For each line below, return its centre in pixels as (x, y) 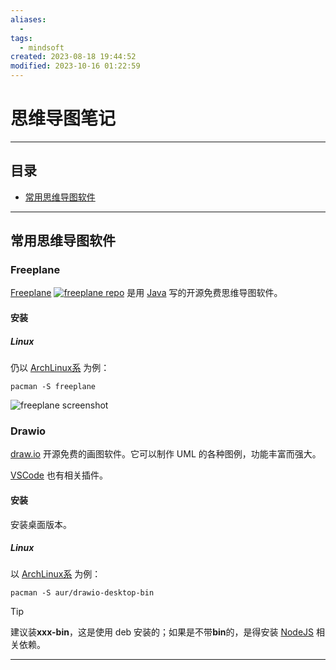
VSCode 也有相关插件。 (59, 475)
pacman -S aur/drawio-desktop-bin (82, 593)
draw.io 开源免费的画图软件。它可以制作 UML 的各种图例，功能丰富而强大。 (166, 454)
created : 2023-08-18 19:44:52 (73, 57)
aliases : (28, 19)
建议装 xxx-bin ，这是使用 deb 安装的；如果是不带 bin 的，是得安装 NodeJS (162, 632)
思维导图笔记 (63, 118)
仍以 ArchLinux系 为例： (60, 367)
